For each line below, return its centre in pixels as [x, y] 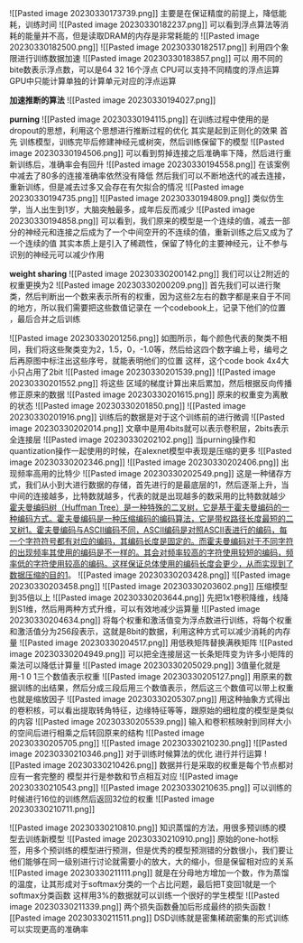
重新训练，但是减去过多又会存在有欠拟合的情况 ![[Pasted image [127, 187]
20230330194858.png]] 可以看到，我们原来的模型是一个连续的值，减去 [142, 221]
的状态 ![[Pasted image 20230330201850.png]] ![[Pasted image [128, 406]
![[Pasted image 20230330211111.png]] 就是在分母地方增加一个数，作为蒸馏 [149, 873]
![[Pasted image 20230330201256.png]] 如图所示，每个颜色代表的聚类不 [144, 338]
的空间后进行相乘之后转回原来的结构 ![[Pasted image [107, 733]
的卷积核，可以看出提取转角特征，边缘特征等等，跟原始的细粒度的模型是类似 [151, 710]
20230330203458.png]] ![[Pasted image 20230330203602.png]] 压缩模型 [149, 586]
